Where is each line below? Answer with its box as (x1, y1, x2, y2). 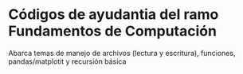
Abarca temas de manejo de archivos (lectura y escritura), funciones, (8, 48, 236, 57)
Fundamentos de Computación (8, 22, 218, 40)
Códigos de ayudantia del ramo (8, 6, 219, 24)
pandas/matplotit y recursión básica (8, 57, 127, 66)
